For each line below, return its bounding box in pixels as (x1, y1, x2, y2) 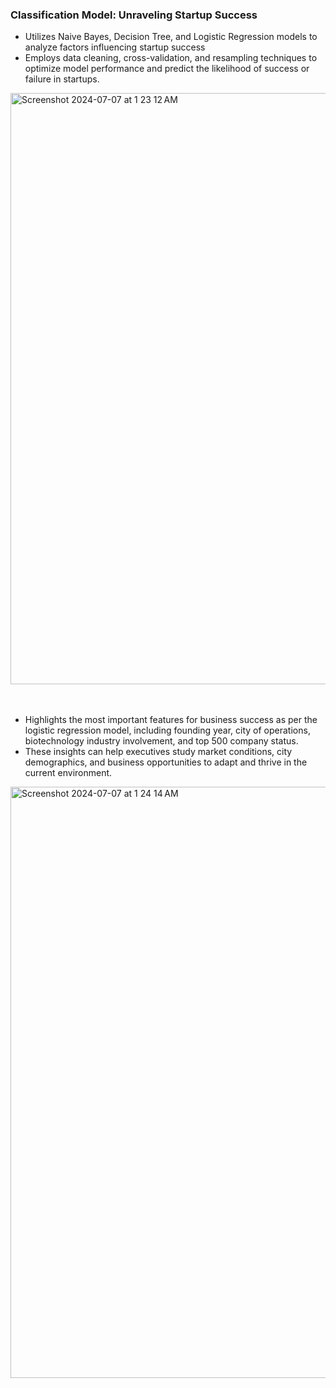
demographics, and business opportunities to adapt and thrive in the (24, 756, 308, 768)
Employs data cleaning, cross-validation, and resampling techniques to (24, 52, 318, 64)
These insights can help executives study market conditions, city (24, 746, 293, 758)
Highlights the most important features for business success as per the (24, 714, 318, 726)
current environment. (24, 767, 113, 779)
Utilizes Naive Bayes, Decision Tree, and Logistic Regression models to (24, 31, 318, 43)
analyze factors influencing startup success (24, 41, 206, 53)
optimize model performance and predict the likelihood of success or (24, 63, 310, 75)
